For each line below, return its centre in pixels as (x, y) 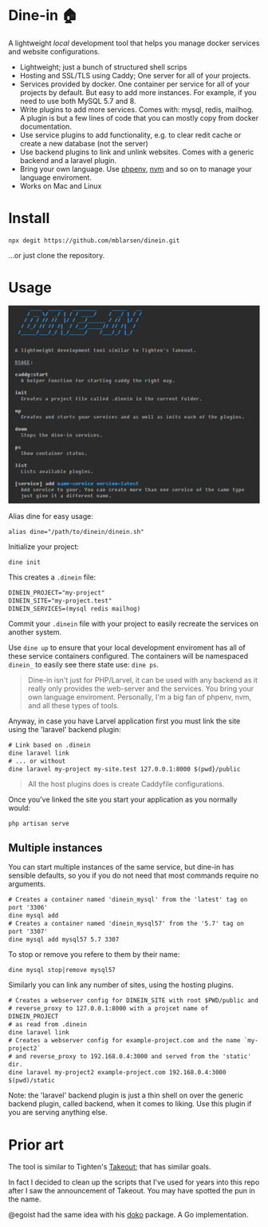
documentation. (45, 126)
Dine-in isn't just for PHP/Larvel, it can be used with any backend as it (142, 679)
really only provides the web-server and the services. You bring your (141, 688)
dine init (25, 562)
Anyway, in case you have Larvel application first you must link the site (124, 721)
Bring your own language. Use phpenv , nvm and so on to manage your (136, 169)
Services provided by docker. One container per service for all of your (135, 84)
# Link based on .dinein (49, 745)
